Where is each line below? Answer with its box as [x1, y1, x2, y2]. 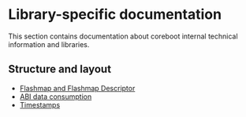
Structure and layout [8, 63, 112, 76]
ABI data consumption [19, 92, 92, 101]
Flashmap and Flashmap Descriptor [19, 83, 136, 93]
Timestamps [19, 100, 61, 109]
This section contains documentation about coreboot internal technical [8, 31, 238, 41]
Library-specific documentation [8, 5, 222, 24]
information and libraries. [8, 39, 90, 49]
